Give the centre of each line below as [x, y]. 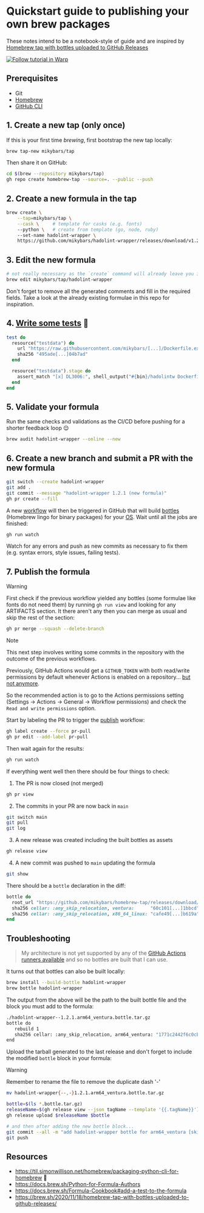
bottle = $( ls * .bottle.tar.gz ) [45, 1104]
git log [16, 829]
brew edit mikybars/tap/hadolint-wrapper [59, 279]
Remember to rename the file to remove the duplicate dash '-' [83, 1082]
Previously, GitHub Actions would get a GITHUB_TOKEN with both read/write [98, 671]
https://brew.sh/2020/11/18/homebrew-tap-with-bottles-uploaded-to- [102, 1197]
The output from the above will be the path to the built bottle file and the [97, 1000]
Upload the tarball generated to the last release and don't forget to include [99, 1052]
